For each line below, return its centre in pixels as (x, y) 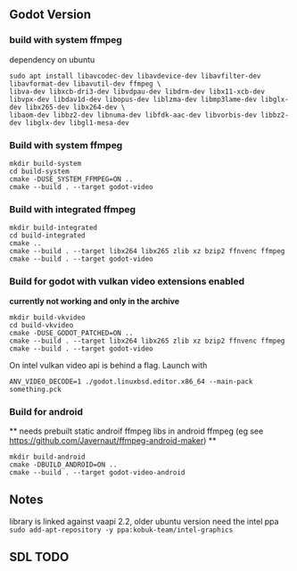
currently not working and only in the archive (95, 301)
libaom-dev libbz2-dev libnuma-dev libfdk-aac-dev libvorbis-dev (133, 115)
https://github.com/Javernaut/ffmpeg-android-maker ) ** (113, 440)
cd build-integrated (48, 236)
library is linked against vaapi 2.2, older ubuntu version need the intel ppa (144, 521)
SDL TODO (39, 557)
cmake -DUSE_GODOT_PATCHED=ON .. (71, 333)
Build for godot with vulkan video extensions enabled (127, 282)
